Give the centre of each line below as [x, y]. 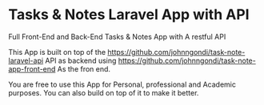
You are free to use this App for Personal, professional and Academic [122, 84]
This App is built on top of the [57, 52]
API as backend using [81, 60]
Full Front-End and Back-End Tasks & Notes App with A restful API [117, 37]
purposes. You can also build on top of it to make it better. [104, 92]
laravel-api [26, 60]
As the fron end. [84, 68]
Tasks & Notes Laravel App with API [129, 15]
